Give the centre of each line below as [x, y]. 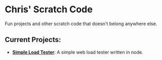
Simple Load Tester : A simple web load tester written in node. [78, 52]
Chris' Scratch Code [49, 9]
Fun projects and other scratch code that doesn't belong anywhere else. [81, 24]
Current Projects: [33, 40]
